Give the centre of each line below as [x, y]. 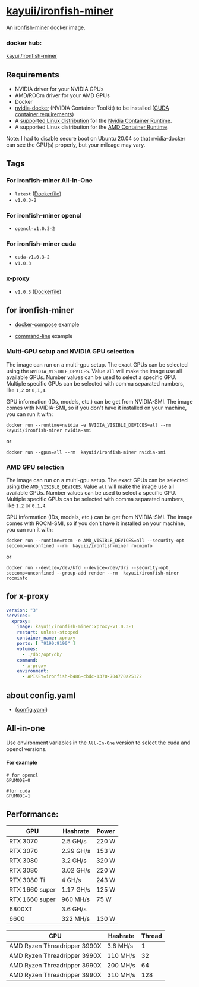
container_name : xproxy [46, 638]
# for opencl [22, 775]
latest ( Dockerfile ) [38, 193]
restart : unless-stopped [48, 632]
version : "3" [22, 610]
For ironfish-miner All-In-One [50, 181]
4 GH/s [71, 880]
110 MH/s [121, 955]
